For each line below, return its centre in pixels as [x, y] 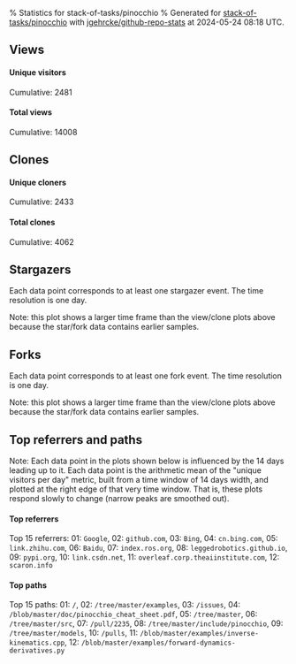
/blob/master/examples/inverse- [199, 634]
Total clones [32, 222]
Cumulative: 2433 [42, 202]
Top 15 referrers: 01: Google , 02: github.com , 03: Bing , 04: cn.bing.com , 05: [144, 538]
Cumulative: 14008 [43, 132]
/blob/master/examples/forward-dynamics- [158, 643]
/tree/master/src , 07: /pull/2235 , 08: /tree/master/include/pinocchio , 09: [146, 623]
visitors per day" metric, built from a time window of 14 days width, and [139, 480]
